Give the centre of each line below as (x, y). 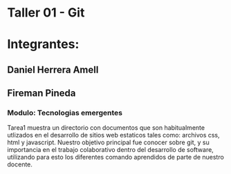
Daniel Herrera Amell (53, 69)
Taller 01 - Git (46, 13)
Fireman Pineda (41, 94)
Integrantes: (43, 45)
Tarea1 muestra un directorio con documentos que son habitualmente (106, 128)
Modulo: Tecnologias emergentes (65, 113)
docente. (20, 164)
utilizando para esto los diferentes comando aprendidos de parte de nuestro (116, 157)
